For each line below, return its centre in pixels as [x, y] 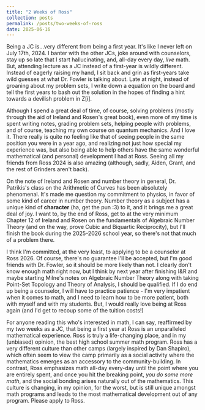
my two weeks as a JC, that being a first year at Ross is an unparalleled [96, 329]
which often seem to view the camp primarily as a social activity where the [100, 355]
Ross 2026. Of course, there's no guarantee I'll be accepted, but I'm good [99, 258]
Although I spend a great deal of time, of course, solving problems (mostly [100, 110]
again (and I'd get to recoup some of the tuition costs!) [75, 311]
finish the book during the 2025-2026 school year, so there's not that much [102, 233]
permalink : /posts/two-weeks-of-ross [54, 23]
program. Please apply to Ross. [46, 401]
